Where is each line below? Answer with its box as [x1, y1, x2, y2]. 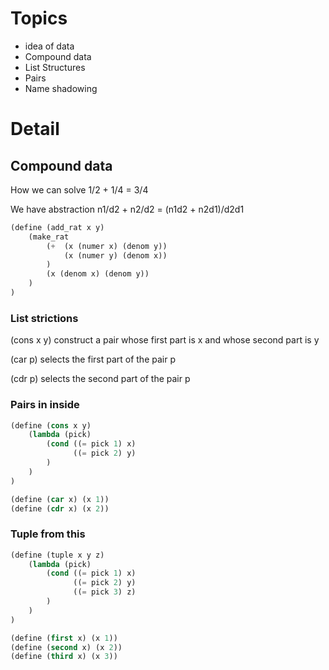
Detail [10, 118, 60, 141]
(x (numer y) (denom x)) [63, 250, 168, 261]
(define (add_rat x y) [10, 222, 105, 232]
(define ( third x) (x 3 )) [10, 652, 118, 662]
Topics [10, 7, 68, 30]
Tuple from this [10, 527, 86, 541]
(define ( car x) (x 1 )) [10, 494, 110, 504]
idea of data [24, 40, 75, 52]
